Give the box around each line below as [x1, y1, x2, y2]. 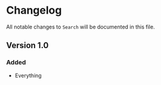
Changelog [6, 4, 62, 17]
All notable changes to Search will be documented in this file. [6, 23, 155, 30]
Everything [14, 72, 42, 79]
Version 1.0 [6, 40, 49, 51]
